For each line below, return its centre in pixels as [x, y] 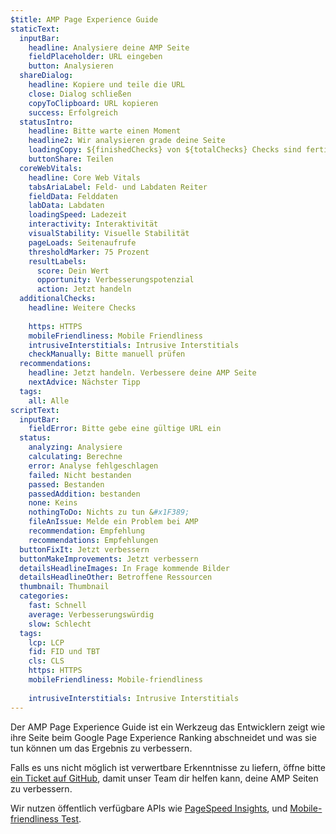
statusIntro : [46, 122]
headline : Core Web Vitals [84, 177]
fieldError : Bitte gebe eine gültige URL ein [125, 429]
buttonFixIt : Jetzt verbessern [84, 549]
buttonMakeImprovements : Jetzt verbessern [109, 559]
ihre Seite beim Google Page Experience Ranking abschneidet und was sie [163, 737]
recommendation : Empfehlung [86, 531]
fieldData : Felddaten [73, 196]
